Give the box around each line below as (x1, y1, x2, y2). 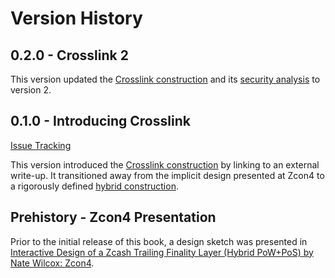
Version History (10, 7, 143, 30)
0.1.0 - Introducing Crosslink (10, 113, 191, 130)
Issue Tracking (10, 139, 72, 151)
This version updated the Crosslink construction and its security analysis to (10, 73, 321, 85)
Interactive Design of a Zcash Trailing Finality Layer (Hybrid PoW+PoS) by (10, 246, 314, 258)
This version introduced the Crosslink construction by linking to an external (10, 158, 320, 171)
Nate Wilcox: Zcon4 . (10, 257, 95, 269)
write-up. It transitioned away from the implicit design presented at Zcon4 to (10, 169, 325, 181)
